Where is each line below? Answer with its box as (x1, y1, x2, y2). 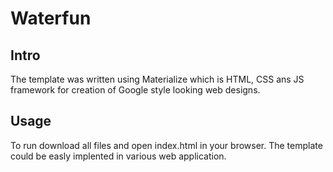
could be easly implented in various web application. (10, 150, 227, 162)
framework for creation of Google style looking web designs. (10, 84, 261, 96)
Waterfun (10, 7, 92, 30)
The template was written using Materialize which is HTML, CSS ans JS (10, 73, 305, 85)
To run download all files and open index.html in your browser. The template (10, 139, 323, 151)
